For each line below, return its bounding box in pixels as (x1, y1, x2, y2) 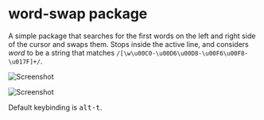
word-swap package (8, 5, 148, 23)
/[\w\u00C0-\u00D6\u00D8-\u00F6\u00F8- (116, 49, 249, 57)
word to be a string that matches (8, 48, 115, 57)
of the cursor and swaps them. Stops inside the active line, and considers (8, 39, 249, 48)
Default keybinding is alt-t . (8, 103, 103, 112)
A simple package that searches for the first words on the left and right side (8, 31, 256, 41)
